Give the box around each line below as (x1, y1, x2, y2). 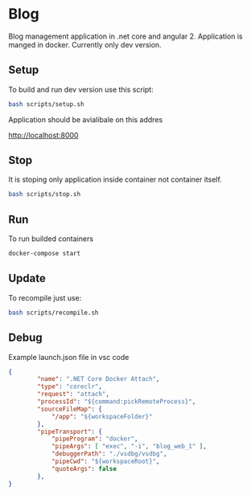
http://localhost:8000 (8, 130, 79, 140)
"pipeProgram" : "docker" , (51, 435, 138, 443)
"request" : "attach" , (37, 391, 110, 399)
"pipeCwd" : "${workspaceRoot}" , (51, 457, 160, 465)
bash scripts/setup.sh (8, 100, 84, 108)
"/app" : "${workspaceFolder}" (51, 412, 153, 420)
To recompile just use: (8, 292, 82, 302)
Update (8, 272, 47, 285)
